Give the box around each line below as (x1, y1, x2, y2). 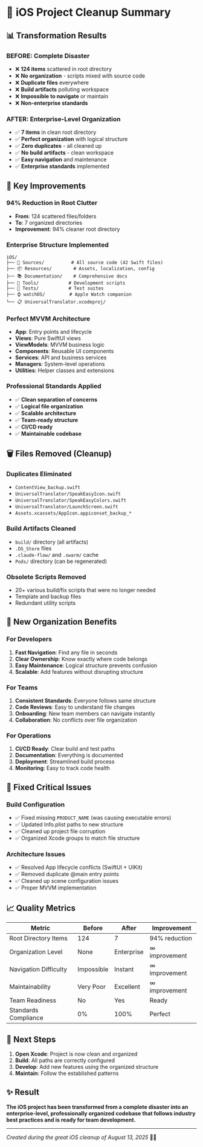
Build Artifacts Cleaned (6, 524, 77, 533)
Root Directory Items (9, 934, 68, 943)
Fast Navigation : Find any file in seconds (14, 648, 118, 656)
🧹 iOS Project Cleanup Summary (6, 5, 171, 19)
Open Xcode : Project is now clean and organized (14, 1050, 138, 1057)
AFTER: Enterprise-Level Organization (6, 115, 121, 123)
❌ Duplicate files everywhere (14, 79, 89, 86)
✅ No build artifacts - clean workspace (14, 149, 114, 156)
